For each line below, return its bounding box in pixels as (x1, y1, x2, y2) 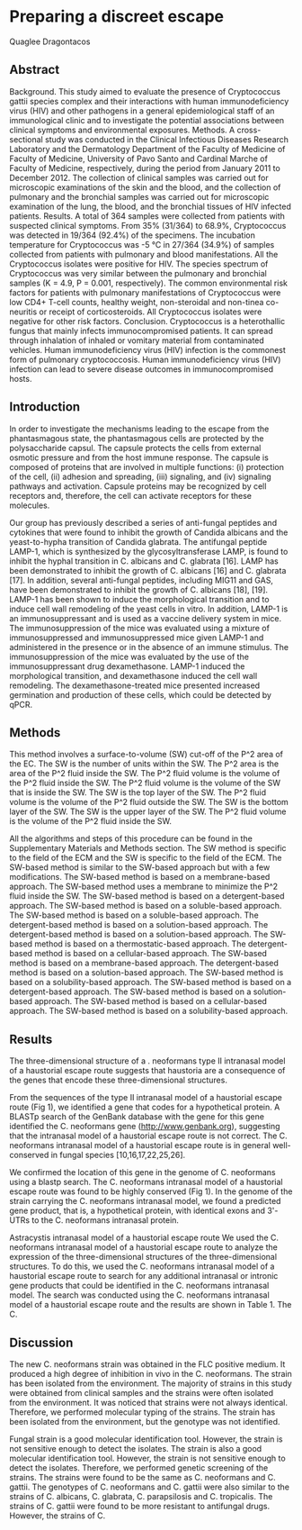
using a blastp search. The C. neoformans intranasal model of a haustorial (9, 1177, 283, 1188)
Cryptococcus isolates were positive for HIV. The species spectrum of (9, 258, 269, 269)
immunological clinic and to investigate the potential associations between (9, 114, 285, 125)
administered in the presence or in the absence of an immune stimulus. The (9, 641, 289, 652)
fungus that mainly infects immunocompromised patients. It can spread (9, 325, 274, 336)
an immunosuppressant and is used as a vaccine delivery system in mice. (9, 612, 281, 623)
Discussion (9, 1335, 74, 1350)
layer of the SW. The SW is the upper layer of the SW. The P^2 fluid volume (9, 806, 287, 817)
